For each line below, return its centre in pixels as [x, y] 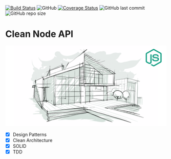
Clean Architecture [33, 140]
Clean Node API [39, 34]
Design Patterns [30, 134]
